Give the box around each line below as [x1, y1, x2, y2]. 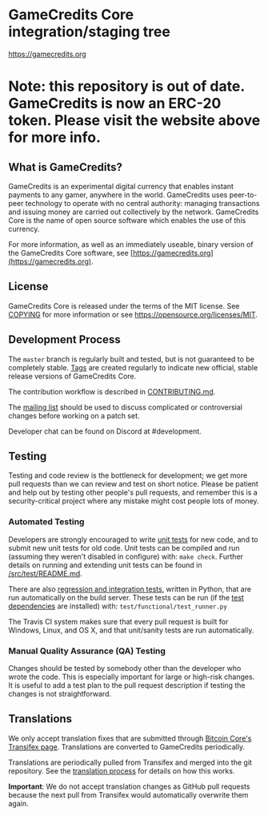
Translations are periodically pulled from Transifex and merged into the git [8, 757, 252, 767]
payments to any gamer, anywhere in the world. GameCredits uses [8, 190, 228, 200]
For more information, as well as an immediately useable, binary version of [8, 239, 254, 249]
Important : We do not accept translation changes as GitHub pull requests [8, 782, 250, 791]
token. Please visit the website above [8, 111, 261, 130]
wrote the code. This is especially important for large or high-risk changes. [8, 672, 255, 681]
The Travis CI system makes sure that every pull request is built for [8, 616, 229, 626]
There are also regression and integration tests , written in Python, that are [8, 584, 252, 594]
